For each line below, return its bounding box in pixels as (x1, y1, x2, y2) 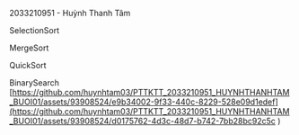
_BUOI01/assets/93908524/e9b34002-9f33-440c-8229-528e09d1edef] (9, 96, 278, 107)
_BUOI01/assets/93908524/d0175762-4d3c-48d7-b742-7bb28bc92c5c (9, 116, 277, 126)
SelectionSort (9, 25, 60, 35)
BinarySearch (9, 77, 60, 88)
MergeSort (9, 42, 49, 53)
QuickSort (9, 60, 47, 70)
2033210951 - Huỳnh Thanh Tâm (9, 8, 131, 18)
